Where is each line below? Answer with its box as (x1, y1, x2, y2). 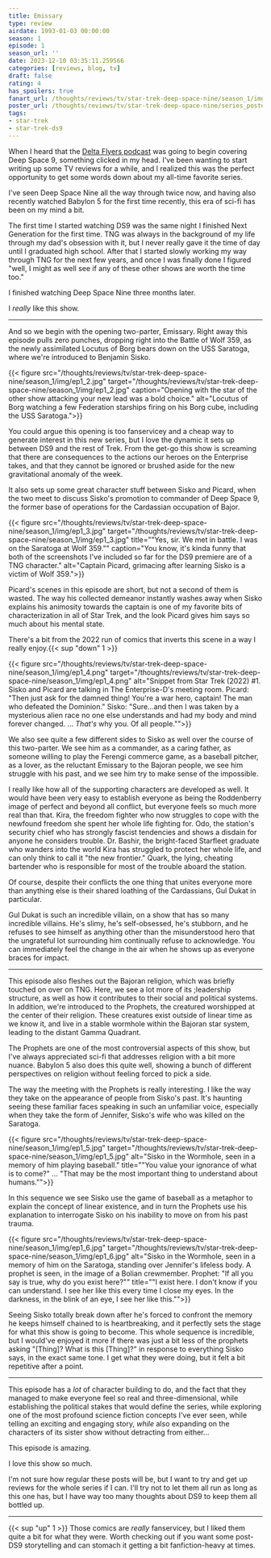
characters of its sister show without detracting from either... (8, 1427, 210, 1437)
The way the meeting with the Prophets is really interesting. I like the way (8, 1084, 252, 1094)
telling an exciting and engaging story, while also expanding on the (8, 1418, 230, 1428)
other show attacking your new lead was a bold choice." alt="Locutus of (8, 393, 248, 403)
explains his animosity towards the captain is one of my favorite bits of (8, 602, 243, 612)
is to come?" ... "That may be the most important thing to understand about (8, 1168, 258, 1178)
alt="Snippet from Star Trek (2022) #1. (133, 675, 261, 686)
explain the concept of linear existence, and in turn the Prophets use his (8, 1201, 248, 1211)
